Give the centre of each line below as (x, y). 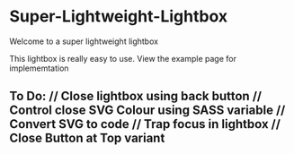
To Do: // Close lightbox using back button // (136, 96)
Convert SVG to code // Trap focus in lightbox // (145, 124)
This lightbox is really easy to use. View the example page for (123, 58)
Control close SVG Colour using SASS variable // (147, 111)
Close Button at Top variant (87, 138)
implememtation (39, 68)
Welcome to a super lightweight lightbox (84, 41)
